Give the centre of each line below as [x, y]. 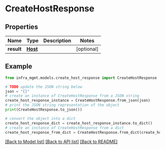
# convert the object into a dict [41, 118]
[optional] [87, 49]
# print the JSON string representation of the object [62, 105]
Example [19, 66]
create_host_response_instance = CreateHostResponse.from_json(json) [78, 101]
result [15, 49]
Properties [22, 27]
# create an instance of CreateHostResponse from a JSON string [72, 96]
